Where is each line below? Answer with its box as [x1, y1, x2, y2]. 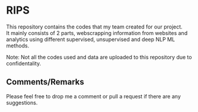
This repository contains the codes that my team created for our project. [6, 23, 183, 30]
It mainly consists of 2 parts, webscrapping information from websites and [6, 29, 188, 36]
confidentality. [6, 60, 41, 67]
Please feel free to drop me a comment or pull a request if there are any [6, 92, 181, 100]
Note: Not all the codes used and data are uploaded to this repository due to [6, 53, 192, 60]
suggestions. [6, 99, 38, 106]
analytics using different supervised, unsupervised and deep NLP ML [6, 36, 175, 43]
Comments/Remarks [6, 77, 84, 87]
